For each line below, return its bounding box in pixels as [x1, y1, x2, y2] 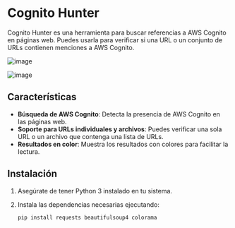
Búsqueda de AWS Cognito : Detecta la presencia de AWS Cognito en [17, 109, 221, 118]
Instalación [7, 168, 58, 180]
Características [7, 91, 77, 103]
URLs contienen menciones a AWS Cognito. [7, 43, 135, 52]
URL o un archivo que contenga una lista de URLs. [17, 132, 164, 140]
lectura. [17, 147, 40, 156]
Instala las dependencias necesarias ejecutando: [17, 200, 160, 209]
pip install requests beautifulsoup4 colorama [17, 214, 157, 221]
